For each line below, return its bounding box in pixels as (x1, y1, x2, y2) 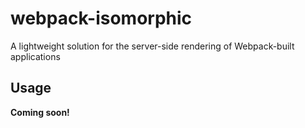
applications (10, 50, 61, 62)
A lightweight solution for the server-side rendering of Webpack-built (10, 40, 295, 52)
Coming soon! (10, 106, 70, 118)
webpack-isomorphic (10, 7, 193, 30)
